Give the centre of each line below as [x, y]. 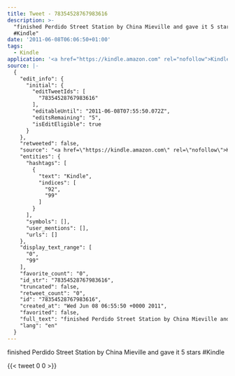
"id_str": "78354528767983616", [67, 280]
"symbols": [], [48, 222]
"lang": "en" [39, 326]
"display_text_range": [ [56, 248]
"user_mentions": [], [57, 228]
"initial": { [45, 85]
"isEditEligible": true [67, 124]
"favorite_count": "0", [55, 273]
